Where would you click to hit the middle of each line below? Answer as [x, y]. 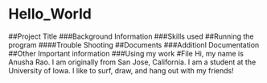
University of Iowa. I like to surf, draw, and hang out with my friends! [121, 70]
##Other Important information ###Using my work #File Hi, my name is [126, 53]
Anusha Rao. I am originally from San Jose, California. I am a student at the [132, 62]
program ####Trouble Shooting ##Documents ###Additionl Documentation [134, 44]
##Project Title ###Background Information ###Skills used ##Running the [131, 36]
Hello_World [50, 14]
